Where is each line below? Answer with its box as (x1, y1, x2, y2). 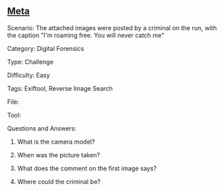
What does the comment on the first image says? (17, 164, 157, 172)
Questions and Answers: (7, 124, 77, 133)
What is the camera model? (17, 137, 95, 146)
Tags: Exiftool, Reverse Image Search (7, 84, 113, 92)
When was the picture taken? (17, 150, 101, 159)
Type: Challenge (7, 58, 54, 66)
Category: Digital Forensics (7, 44, 85, 52)
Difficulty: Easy (7, 71, 50, 79)
